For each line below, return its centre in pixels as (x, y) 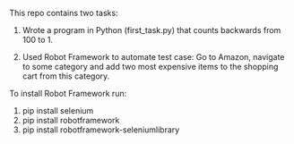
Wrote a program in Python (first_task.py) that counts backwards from (151, 30)
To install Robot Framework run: (68, 93)
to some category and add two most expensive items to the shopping (150, 67)
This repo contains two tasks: (64, 13)
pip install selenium (58, 110)
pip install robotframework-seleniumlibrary (101, 130)
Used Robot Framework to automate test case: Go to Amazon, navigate (153, 57)
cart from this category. (66, 76)
